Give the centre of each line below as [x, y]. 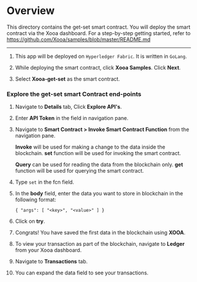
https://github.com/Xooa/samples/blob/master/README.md [79, 39]
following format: [35, 200]
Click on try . [30, 221]
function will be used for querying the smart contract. [80, 171]
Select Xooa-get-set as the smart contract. [68, 79]
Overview [31, 11]
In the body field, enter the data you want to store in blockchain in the [99, 194]
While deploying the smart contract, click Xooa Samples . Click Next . [98, 67]
